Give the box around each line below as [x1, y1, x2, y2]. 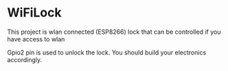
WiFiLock [7, 5, 62, 21]
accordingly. [7, 55, 43, 63]
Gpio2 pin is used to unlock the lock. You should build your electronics [7, 48, 207, 57]
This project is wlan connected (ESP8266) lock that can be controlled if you [7, 28, 221, 36]
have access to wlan [7, 34, 65, 43]
